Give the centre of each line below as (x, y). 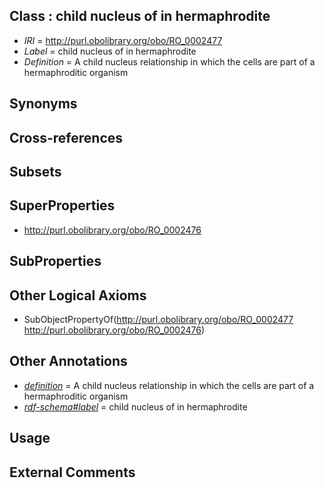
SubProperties (55, 261)
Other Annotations (68, 361)
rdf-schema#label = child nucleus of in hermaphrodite (135, 406)
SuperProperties (62, 205)
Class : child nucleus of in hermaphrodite (140, 16)
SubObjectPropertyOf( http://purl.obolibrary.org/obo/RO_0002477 (158, 319)
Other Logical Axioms (78, 295)
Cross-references (66, 137)
